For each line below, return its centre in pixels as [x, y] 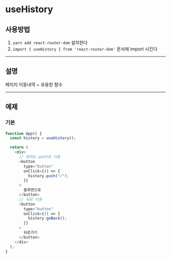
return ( [19, 148]
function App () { [24, 133]
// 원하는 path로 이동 [40, 157]
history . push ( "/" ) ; [49, 176]
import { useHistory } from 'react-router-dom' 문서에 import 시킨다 [85, 49]
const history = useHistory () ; [43, 138]
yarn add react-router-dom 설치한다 [50, 42]
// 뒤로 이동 [30, 199]
